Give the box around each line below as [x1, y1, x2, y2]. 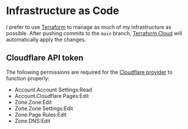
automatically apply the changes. [6, 36, 86, 43]
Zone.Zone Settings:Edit [14, 104, 73, 112]
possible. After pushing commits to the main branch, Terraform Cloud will [6, 29, 182, 36]
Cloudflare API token [6, 53, 83, 63]
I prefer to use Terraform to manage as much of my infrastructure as [6, 23, 172, 30]
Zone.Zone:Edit [14, 99, 52, 106]
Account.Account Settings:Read [14, 86, 92, 93]
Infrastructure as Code [6, 4, 119, 18]
